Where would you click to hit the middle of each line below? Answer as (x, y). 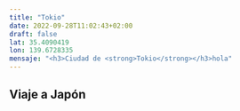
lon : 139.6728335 (41, 51)
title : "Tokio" (37, 17)
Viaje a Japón (48, 95)
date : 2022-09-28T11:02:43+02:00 (71, 26)
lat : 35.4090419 (39, 42)
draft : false (33, 34)
